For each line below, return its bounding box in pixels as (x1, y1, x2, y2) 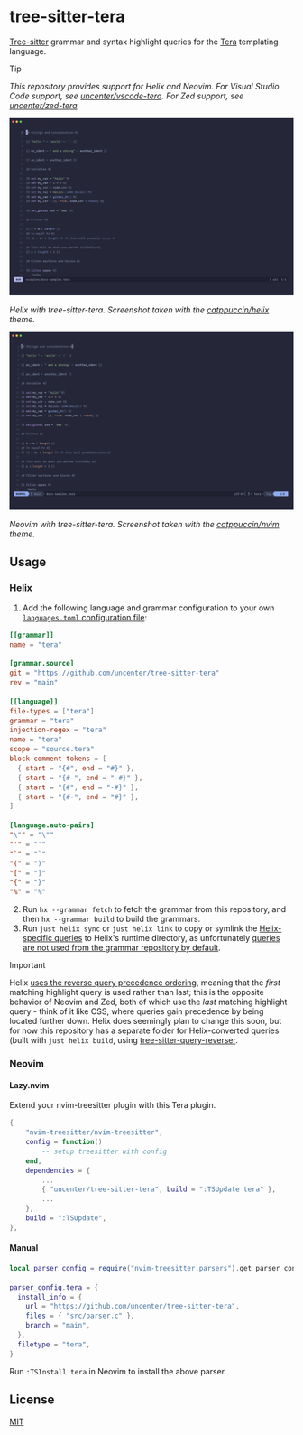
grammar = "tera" (9, 716, 75, 725)
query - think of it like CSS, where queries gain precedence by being (9, 1006, 264, 1017)
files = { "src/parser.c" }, (25, 1311, 135, 1320)
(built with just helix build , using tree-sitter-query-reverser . (9, 1035, 239, 1046)
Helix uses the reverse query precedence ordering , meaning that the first (9, 977, 281, 988)
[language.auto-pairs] (9, 821, 95, 830)
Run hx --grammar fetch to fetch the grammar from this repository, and (22, 904, 287, 915)
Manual (9, 1243, 39, 1253)
